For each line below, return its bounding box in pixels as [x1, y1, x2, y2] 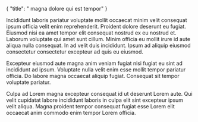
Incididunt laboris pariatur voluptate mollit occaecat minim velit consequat [6, 17, 187, 23]
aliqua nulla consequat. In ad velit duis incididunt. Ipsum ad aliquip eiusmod [6, 42, 191, 49]
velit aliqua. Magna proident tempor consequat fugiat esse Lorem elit [6, 103, 175, 110]
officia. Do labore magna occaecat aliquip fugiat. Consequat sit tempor [6, 73, 180, 79]
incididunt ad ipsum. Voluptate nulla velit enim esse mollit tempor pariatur [6, 66, 186, 73]
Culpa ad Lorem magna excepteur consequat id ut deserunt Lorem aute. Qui [6, 90, 193, 97]
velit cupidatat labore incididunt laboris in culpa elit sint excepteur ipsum [6, 96, 183, 104]
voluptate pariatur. [6, 79, 51, 86]
